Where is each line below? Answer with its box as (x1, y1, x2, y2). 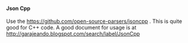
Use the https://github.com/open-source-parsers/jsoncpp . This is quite (6, 18, 183, 25)
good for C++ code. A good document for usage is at (6, 24, 137, 31)
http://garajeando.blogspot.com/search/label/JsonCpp (6, 30, 140, 38)
